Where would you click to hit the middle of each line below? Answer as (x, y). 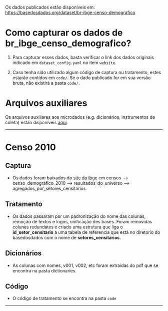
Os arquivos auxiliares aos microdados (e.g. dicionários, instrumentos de (80, 117)
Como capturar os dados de (64, 33)
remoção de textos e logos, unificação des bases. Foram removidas (82, 221)
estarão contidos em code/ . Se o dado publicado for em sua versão (81, 78)
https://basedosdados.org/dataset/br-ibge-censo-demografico (70, 13)
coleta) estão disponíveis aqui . (37, 122)
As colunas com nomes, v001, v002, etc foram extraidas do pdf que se (85, 265)
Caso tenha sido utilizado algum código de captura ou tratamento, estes (87, 72)
